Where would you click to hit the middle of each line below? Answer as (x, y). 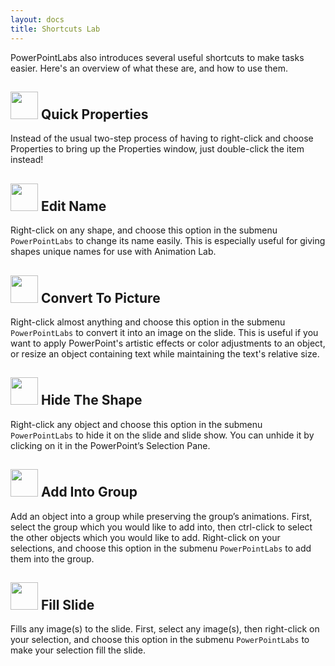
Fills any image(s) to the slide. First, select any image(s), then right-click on (165, 629)
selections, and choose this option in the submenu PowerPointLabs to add (161, 548)
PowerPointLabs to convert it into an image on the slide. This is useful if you (164, 332)
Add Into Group (89, 492)
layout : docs (37, 19)
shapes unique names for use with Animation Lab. (113, 252)
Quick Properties (94, 114)
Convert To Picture (100, 297)
